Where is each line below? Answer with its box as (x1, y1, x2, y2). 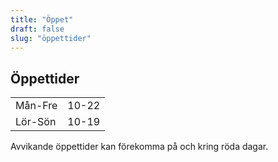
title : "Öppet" (10, 14, 74, 25)
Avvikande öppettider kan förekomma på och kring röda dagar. (10, 141, 269, 153)
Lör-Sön (15, 115, 57, 129)
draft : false (10, 24, 65, 34)
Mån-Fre (15, 99, 58, 113)
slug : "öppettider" (10, 33, 92, 43)
